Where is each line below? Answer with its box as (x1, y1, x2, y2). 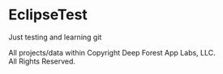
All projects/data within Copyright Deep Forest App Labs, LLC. (8, 47, 217, 57)
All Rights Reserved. (8, 56, 75, 66)
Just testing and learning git (8, 32, 102, 42)
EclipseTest (8, 6, 88, 24)
